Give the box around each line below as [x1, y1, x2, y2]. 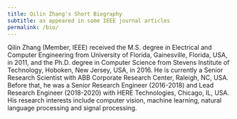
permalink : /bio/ [7, 24, 59, 31]
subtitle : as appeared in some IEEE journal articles [7, 17, 171, 24]
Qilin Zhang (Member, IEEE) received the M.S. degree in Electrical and [7, 43, 212, 52]
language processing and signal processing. [7, 104, 137, 113]
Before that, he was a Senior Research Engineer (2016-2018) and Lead [7, 81, 214, 90]
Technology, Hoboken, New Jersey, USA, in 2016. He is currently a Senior [7, 66, 223, 75]
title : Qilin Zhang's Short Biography [7, 10, 122, 18]
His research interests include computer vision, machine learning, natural [7, 96, 222, 105]
